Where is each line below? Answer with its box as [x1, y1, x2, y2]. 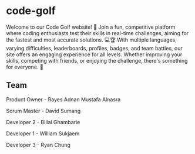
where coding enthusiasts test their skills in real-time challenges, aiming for [6, 29, 189, 36]
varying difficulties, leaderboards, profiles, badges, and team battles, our [6, 45, 183, 52]
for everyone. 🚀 [6, 63, 44, 70]
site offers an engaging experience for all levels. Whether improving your [6, 51, 183, 58]
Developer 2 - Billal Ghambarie [6, 118, 80, 125]
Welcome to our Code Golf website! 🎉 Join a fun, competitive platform [6, 23, 176, 30]
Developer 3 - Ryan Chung [6, 141, 70, 148]
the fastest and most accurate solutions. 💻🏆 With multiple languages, [6, 36, 177, 43]
